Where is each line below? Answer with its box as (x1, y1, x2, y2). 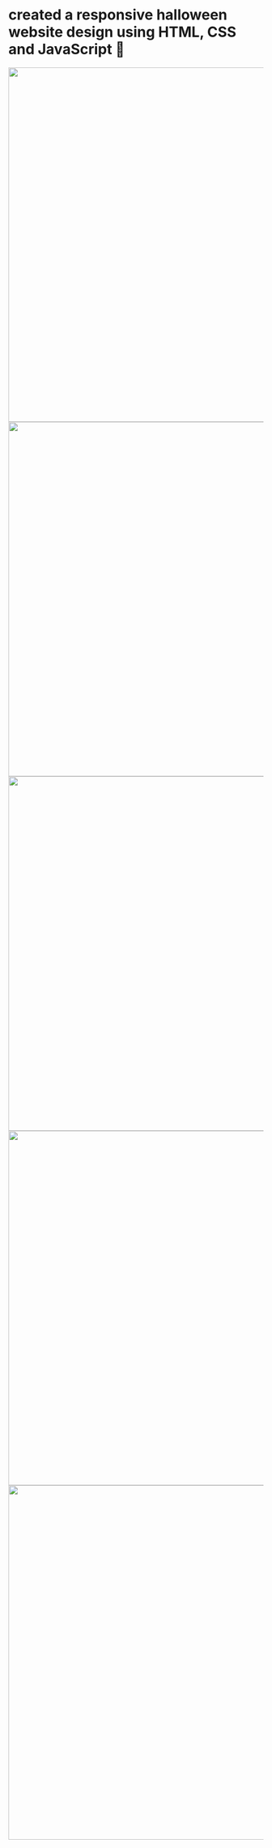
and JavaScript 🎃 (8, 41, 125, 58)
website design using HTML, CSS (8, 23, 237, 41)
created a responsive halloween (8, 6, 228, 24)
